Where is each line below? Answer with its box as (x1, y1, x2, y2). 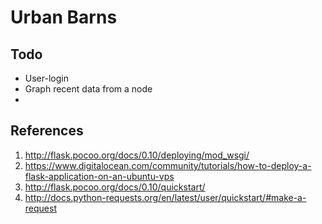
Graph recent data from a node (24, 83, 153, 95)
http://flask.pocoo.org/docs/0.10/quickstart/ (24, 181, 206, 193)
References (10, 122, 84, 140)
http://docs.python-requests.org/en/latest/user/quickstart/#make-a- (24, 191, 307, 203)
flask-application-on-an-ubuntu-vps (24, 170, 175, 182)
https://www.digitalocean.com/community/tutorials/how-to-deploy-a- (24, 159, 312, 171)
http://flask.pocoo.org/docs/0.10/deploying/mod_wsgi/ (24, 149, 250, 161)
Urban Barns (10, 6, 118, 29)
